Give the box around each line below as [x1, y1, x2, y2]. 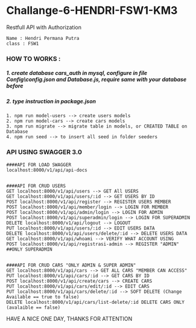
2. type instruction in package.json [6, 97, 96, 105]
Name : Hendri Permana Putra [6, 35, 80, 41]
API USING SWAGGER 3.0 [6, 148, 83, 156]
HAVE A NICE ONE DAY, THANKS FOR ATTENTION [6, 315, 133, 322]
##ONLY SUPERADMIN [6, 246, 52, 252]
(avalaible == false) [6, 304, 61, 310]
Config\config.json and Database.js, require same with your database [6, 76, 187, 83]
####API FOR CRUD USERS [6, 182, 66, 189]
